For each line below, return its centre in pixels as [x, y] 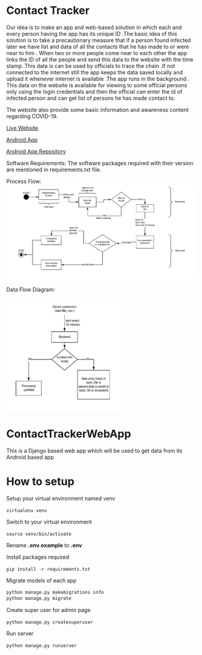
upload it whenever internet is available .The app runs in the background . [98, 79]
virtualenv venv [27, 510]
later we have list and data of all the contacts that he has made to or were [98, 47]
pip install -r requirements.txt [48, 569]
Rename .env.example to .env [44, 545]
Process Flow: [24, 181]
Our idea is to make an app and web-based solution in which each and [94, 27]
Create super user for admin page [48, 610]
